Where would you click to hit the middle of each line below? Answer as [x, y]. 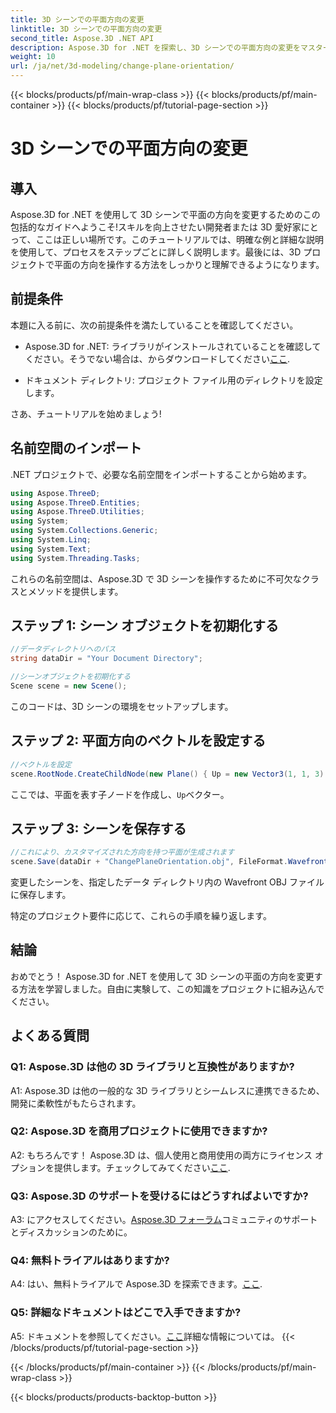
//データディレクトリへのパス [63, 649]
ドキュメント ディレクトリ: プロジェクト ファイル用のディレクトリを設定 [173, 380]
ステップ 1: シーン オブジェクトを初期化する [144, 626]
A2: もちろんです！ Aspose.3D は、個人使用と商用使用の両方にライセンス [161, 1155]
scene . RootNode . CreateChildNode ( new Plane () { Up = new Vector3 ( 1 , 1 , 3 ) [167, 774]
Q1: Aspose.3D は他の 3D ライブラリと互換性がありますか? [152, 1067]
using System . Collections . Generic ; [84, 531]
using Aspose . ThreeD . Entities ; [75, 502]
